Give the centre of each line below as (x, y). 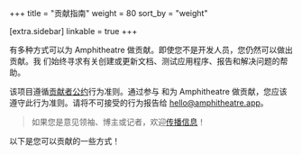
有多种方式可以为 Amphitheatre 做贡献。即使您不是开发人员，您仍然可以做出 (151, 50)
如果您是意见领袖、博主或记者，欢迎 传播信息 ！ (118, 122)
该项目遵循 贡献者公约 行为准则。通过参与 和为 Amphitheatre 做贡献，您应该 (148, 91)
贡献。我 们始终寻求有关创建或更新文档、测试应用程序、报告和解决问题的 (145, 61)
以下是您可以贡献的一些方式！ (64, 141)
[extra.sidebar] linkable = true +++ (73, 31)
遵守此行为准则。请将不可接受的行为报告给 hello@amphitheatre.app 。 (139, 103)
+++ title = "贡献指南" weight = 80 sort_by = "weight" (109, 13)
